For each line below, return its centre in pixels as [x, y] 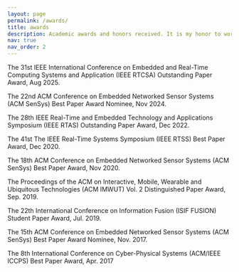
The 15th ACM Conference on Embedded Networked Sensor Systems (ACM [118, 232]
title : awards [28, 27]
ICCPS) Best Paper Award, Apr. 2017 [60, 261]
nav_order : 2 [27, 47]
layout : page [27, 14]
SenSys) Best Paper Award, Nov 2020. [64, 168]
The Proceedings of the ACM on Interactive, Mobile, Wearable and [105, 182]
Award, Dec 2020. [34, 146]
